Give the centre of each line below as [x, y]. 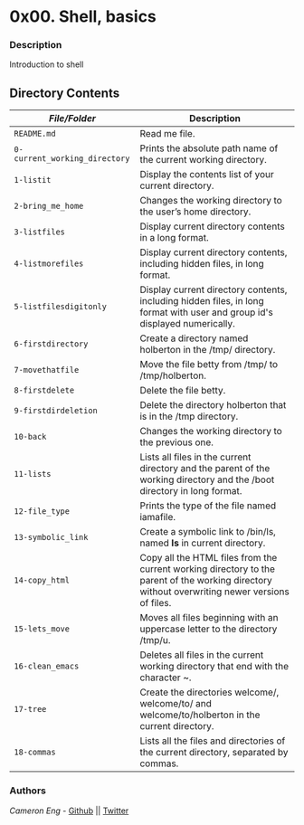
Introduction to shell [47, 64]
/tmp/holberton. [173, 375]
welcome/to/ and [176, 704]
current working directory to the [208, 569]
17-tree [30, 709]
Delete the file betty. [183, 391]
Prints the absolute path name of [209, 148]
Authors [28, 791]
